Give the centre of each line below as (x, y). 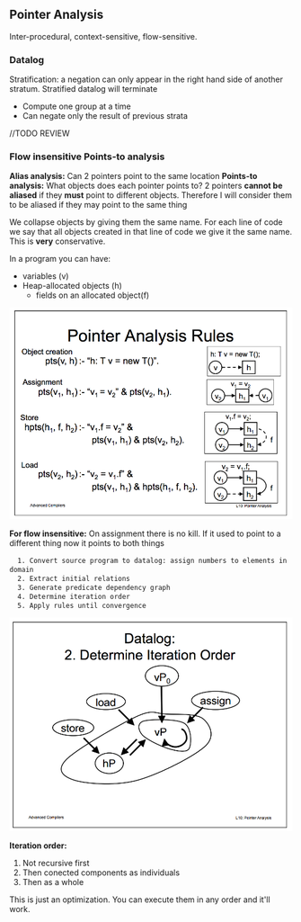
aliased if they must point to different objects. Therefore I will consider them (150, 195)
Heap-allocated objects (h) (72, 286)
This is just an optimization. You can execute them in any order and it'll (140, 900)
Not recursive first (56, 864)
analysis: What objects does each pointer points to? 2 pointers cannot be (146, 186)
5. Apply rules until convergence (82, 606)
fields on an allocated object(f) (93, 295)
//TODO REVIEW (40, 133)
